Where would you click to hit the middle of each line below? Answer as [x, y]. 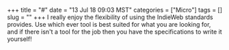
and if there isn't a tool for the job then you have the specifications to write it [114, 32]
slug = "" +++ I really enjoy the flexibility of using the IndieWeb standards [110, 17]
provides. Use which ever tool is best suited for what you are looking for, [109, 24]
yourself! [19, 39]
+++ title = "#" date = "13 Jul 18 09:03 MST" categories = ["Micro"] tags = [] [115, 10]
